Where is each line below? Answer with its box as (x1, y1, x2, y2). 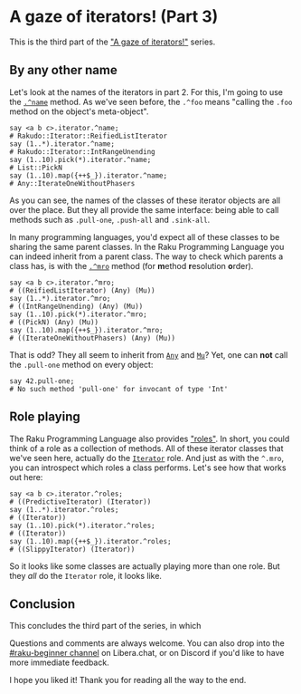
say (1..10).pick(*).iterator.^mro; (9, 310, 147, 319)
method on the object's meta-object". (9, 106, 149, 117)
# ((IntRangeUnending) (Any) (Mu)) (9, 302, 144, 311)
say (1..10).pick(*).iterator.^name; (9, 155, 152, 164)
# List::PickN (9, 163, 63, 172)
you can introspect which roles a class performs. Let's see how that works (9, 462, 287, 473)
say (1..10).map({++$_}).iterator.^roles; (9, 536, 172, 545)
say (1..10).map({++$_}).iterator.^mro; (9, 325, 165, 334)
